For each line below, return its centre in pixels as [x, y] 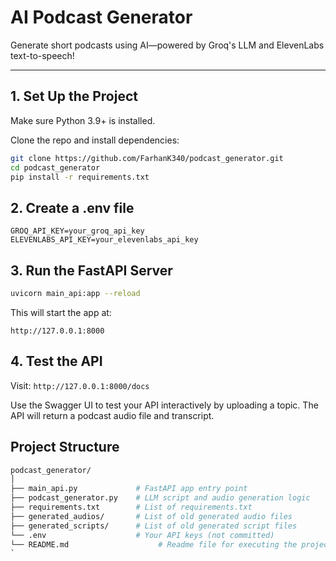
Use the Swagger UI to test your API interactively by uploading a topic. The [164, 405]
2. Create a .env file [72, 207]
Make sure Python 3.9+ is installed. [83, 120]
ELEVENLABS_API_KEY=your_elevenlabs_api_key [104, 240]
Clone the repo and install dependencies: [95, 140]
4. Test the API [56, 361]
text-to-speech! [42, 55]
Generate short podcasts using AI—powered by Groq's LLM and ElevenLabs [167, 45]
